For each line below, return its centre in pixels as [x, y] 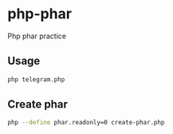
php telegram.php [36, 79]
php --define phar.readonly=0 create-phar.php [86, 123]
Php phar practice [37, 36]
